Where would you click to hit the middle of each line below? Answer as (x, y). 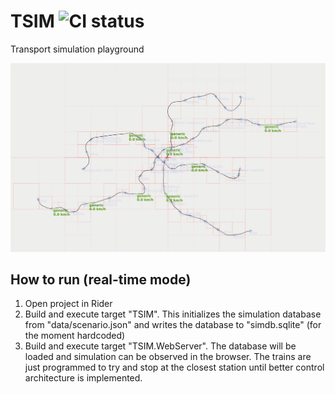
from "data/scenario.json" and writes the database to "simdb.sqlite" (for (173, 325)
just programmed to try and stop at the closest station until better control (174, 367)
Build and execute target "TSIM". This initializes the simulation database (173, 314)
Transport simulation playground (77, 49)
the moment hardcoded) (75, 336)
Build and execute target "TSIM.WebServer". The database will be (160, 346)
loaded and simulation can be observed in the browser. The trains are (168, 357)
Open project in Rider (68, 304)
